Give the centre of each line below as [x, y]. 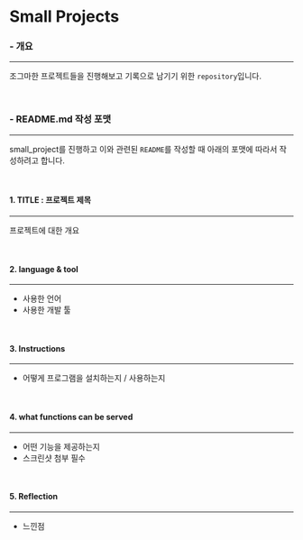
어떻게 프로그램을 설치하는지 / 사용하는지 [94, 378]
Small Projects [64, 17]
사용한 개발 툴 [46, 310]
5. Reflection [34, 497]
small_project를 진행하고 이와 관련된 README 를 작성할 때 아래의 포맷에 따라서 [143, 149]
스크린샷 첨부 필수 [54, 458]
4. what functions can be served [71, 416]
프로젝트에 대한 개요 [44, 230]
